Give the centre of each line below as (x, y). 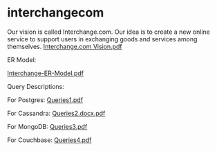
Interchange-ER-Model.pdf (46, 73)
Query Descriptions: (36, 86)
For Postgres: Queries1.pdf (45, 100)
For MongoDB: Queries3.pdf (47, 126)
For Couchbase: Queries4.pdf (49, 140)
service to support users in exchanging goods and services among (102, 39)
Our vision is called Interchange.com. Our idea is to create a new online (109, 32)
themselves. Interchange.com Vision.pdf (65, 46)
